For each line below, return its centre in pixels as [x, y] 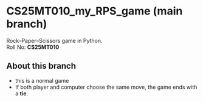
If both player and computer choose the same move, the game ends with [106, 87]
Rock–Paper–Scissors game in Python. [54, 40]
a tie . [22, 93]
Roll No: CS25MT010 [33, 47]
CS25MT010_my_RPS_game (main [95, 11]
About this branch [41, 66]
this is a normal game [42, 80]
